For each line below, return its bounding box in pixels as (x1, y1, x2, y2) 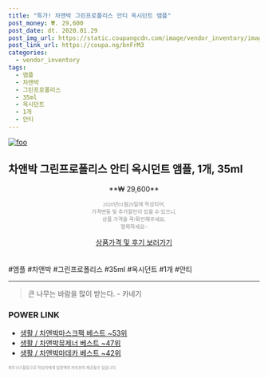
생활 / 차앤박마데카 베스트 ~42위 (19, 348, 121, 357)
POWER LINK (8, 309, 60, 320)
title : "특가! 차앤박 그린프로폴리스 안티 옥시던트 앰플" (8, 11, 171, 20)
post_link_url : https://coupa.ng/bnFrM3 (8, 41, 145, 49)
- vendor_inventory (15, 57, 81, 65)
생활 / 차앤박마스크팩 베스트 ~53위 (19, 328, 128, 337)
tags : (8, 64, 26, 72)
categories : (8, 49, 48, 57)
